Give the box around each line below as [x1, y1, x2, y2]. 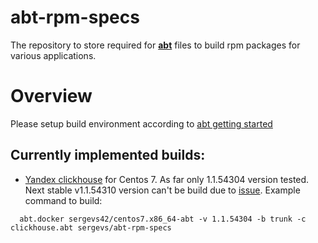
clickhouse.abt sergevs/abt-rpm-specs [10, 222, 172, 233]
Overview [10, 85, 93, 108]
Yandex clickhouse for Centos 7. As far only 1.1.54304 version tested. [24, 173, 310, 185]
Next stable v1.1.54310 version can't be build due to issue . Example [24, 184, 301, 196]
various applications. [10, 49, 97, 61]
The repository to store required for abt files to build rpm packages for [10, 39, 301, 51]
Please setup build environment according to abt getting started [10, 117, 273, 130]
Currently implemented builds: [10, 147, 206, 164]
